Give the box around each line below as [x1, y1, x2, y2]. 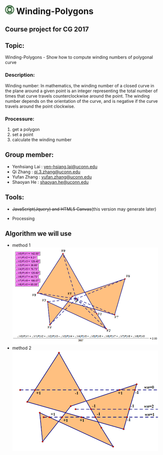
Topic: [5, 41, 25, 49]
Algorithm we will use [5, 229, 72, 238]
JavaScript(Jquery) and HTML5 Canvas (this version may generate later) [12, 206, 157, 212]
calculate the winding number [12, 136, 72, 143]
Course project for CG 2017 [5, 25, 89, 33]
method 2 [12, 345, 32, 351]
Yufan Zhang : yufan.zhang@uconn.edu [12, 174, 92, 179]
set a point [12, 131, 33, 137]
